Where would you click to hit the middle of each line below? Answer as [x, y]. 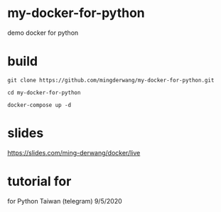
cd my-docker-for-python [44, 93]
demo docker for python [43, 33]
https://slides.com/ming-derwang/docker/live [74, 152]
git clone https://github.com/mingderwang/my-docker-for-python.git [111, 80]
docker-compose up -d [39, 105]
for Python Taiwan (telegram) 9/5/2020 [65, 201]
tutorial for [39, 182]
